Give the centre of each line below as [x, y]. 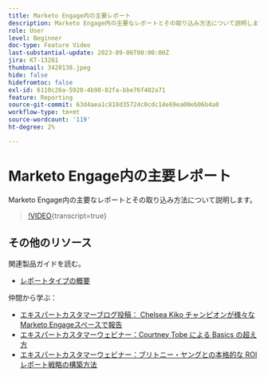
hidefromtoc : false [41, 82]
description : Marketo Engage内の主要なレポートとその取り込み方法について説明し [130, 23]
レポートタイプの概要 [55, 280]
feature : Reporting [41, 97]
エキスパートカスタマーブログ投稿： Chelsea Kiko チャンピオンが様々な [137, 314]
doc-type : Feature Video [49, 46]
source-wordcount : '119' [49, 120]
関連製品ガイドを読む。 [47, 264]
